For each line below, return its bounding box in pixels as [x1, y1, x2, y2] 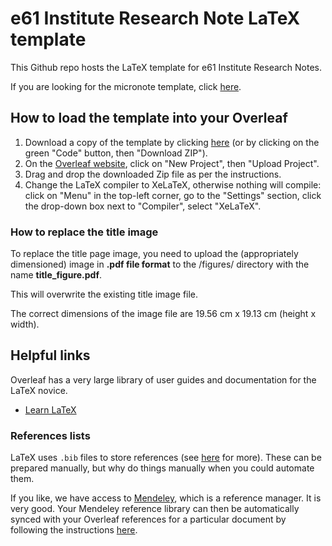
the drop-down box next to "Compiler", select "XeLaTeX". [24, 200, 262, 212]
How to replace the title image [10, 225, 159, 239]
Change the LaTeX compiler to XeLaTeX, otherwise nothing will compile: [24, 178, 322, 191]
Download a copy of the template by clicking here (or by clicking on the [24, 136, 320, 148]
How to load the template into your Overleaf [10, 110, 288, 127]
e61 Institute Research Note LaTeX [10, 7, 301, 30]
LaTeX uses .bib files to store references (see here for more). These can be [10, 452, 322, 464]
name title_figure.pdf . [10, 269, 103, 281]
